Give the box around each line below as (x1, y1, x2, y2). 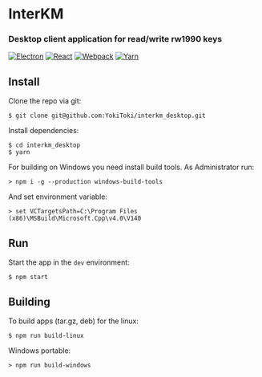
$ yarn (8, 148, 30, 156)
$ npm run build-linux (8, 331, 84, 339)
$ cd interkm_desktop (8, 141, 81, 149)
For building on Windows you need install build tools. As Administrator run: (8, 162, 255, 172)
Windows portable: (8, 346, 71, 355)
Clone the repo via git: (8, 96, 82, 106)
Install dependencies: (8, 126, 79, 136)
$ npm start (8, 274, 48, 282)
